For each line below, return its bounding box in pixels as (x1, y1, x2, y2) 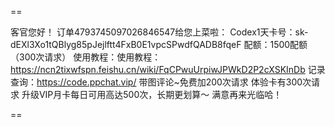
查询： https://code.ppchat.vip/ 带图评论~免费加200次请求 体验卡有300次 (10, 76, 312, 88)
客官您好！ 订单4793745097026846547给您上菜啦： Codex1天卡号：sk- (10, 26, 309, 38)
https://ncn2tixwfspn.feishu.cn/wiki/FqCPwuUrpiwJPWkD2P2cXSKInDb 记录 (10, 64, 326, 75)
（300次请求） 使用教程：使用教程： (10, 51, 162, 63)
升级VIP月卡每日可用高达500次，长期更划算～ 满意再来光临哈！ (21, 89, 283, 100)
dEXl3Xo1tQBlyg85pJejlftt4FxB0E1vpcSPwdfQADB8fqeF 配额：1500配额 (10, 39, 308, 50)
